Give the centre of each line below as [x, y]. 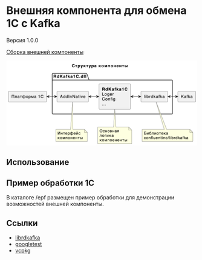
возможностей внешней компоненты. [55, 204]
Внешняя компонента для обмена [96, 11]
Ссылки [22, 223]
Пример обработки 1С [50, 183]
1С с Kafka [33, 23]
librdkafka [28, 238]
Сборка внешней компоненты [45, 52]
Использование [38, 162]
